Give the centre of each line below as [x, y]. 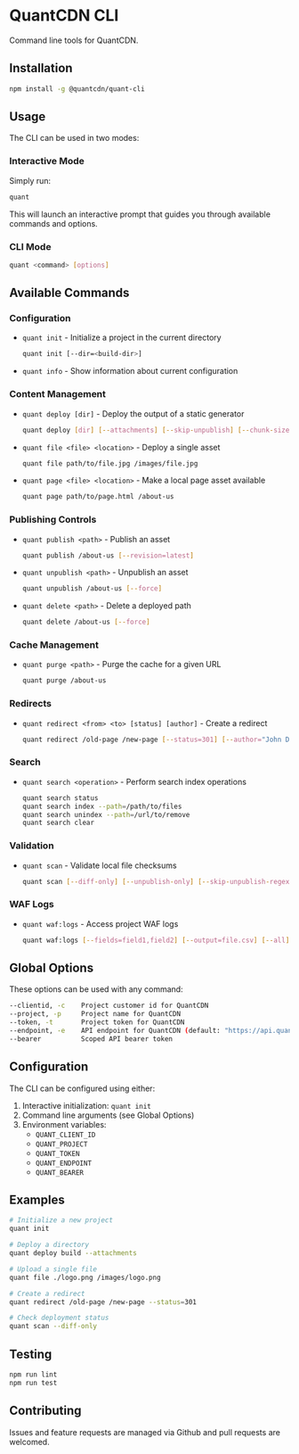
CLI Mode [30, 246]
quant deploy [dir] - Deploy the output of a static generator [133, 413]
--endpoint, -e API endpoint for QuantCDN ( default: [115, 1031]
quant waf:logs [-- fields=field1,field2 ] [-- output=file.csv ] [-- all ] [156, 940]
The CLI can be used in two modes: [74, 138]
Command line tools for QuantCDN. [74, 40]
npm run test [33, 1383]
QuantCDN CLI [64, 16]
